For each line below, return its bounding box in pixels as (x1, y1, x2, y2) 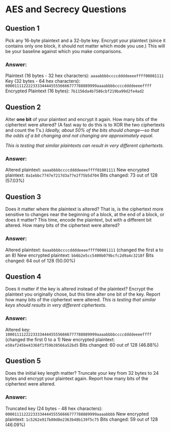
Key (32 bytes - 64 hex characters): (5, 78, 81, 84)
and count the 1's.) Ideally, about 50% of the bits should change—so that (5, 127, 159, 133)
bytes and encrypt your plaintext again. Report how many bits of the (5, 375, 149, 381)
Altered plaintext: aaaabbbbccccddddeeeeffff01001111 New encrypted (5, 167, 150, 173)
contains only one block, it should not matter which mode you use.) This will (5, 43, 165, 49)
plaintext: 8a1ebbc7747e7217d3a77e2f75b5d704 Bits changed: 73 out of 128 (5, 172, 158, 178)
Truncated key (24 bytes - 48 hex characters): (5, 405, 103, 412)
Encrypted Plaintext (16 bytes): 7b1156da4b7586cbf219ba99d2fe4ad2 (5, 88, 144, 94)
